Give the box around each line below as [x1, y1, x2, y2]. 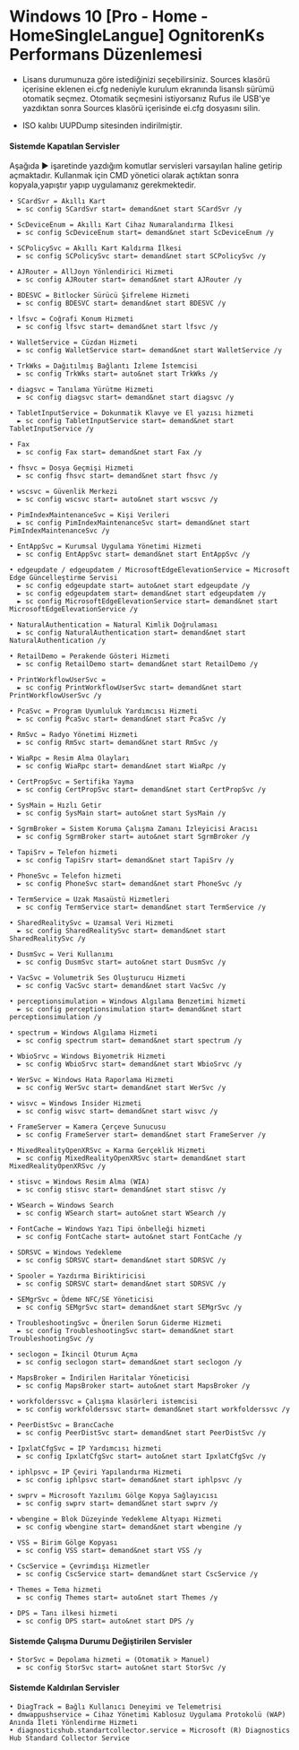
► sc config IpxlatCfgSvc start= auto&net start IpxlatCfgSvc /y [17, 1452, 267, 1461]
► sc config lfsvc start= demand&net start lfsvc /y [17, 323, 218, 332]
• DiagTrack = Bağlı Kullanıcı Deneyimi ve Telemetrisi [9, 1702, 222, 1711]
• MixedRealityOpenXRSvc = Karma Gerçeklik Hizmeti [9, 1146, 206, 1156]
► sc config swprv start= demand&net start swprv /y [17, 1499, 218, 1508]
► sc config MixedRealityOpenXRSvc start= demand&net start [17, 1154, 246, 1163]
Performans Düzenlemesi [9, 45, 203, 65]
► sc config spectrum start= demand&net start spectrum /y [17, 1036, 243, 1045]
